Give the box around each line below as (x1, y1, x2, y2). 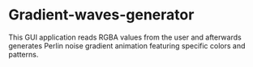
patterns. (8, 49, 39, 59)
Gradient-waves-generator (8, 6, 195, 24)
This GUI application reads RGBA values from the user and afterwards (8, 32, 242, 42)
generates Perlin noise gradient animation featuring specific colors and (8, 40, 246, 50)
